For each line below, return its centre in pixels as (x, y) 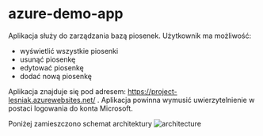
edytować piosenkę (52, 67)
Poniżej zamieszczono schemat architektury (80, 123)
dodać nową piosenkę (56, 76)
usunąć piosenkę (48, 59)
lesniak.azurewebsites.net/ (52, 100)
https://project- (152, 91)
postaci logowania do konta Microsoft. (71, 108)
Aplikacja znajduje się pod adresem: (67, 91)
